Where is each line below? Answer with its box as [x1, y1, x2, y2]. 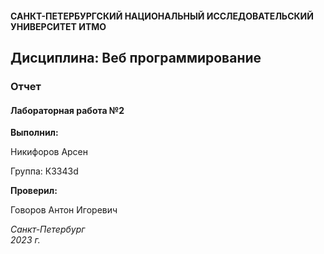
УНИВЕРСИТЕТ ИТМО [10, 20, 107, 32]
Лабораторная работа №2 [10, 104, 125, 116]
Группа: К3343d [10, 165, 79, 177]
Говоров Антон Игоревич [10, 204, 118, 216]
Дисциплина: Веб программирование [10, 49, 262, 66]
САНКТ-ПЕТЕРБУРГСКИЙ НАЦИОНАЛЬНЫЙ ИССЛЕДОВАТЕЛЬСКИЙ [10, 10, 314, 22]
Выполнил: [10, 127, 59, 139]
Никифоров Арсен [10, 146, 89, 158]
